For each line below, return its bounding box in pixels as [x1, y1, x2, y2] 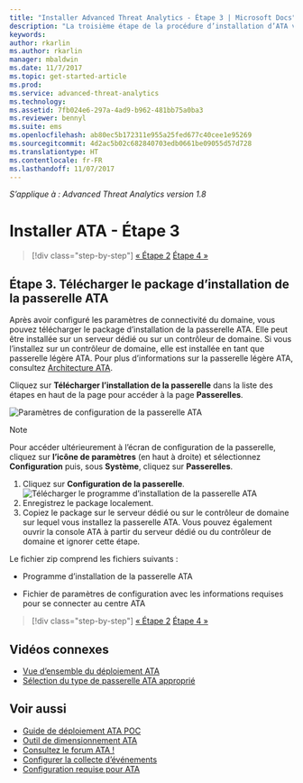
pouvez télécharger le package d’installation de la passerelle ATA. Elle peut [9, 324, 289, 335]
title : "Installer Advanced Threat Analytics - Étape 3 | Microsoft [9, 13, 272, 23]
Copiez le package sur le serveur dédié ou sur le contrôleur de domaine [22, 507, 290, 519]
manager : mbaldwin [9, 55, 78, 64]
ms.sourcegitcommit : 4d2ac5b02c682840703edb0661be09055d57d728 [9, 139, 252, 148]
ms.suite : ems [9, 123, 63, 132]
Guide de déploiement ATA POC [22, 725, 142, 736]
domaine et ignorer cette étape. [22, 536, 141, 547]
